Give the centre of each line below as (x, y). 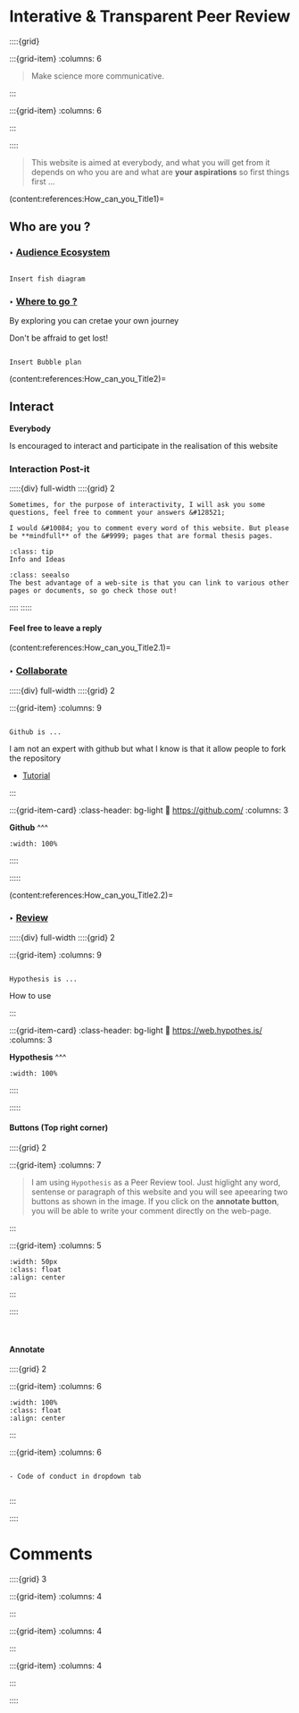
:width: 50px (33, 1262)
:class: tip (31, 552)
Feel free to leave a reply (56, 628)
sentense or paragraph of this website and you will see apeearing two (159, 1192)
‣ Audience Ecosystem (60, 252)
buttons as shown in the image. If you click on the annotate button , (155, 1202)
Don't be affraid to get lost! (59, 338)
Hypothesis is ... (43, 979)
